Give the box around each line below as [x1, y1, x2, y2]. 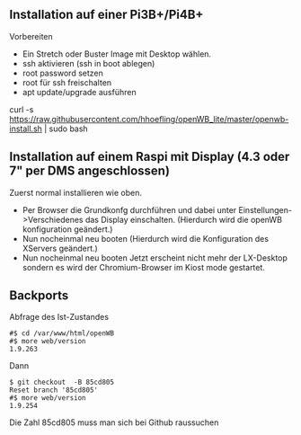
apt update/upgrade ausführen [22, 86, 137, 97]
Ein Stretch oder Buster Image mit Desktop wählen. [22, 49, 212, 59]
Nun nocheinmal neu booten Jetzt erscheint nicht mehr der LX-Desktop [22, 252, 288, 263]
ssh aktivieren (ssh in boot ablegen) [22, 58, 155, 68]
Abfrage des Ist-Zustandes [9, 312, 110, 323]
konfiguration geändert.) [22, 224, 113, 235]
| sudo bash [43, 123, 88, 134]
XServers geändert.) [22, 243, 99, 253]
